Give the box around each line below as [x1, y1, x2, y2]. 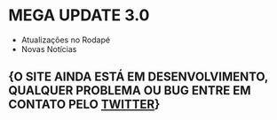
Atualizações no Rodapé [20, 34, 111, 45]
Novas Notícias [20, 43, 77, 54]
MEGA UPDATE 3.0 [8, 5, 150, 26]
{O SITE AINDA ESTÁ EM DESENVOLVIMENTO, [8, 70, 268, 85]
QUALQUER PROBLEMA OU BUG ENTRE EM [8, 83, 251, 98]
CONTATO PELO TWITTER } [8, 97, 161, 112]
